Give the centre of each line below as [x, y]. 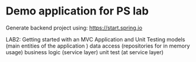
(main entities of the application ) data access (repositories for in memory [98, 46]
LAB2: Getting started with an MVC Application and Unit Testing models [96, 39]
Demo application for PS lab [77, 11]
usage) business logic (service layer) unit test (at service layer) [85, 52]
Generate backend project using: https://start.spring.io [74, 28]
